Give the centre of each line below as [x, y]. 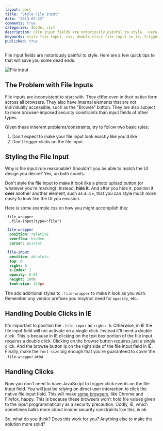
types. [11, 117]
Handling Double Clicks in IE [48, 314]
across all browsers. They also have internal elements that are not [71, 102]
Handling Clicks [30, 372]
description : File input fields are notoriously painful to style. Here [81, 32]
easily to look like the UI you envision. [43, 199]
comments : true [20, 23]
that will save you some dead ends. [40, 60]
